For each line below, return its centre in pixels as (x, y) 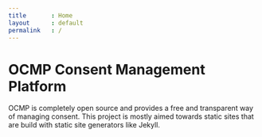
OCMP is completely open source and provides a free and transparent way (131, 108)
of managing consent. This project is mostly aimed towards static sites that (131, 116)
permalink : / (35, 30)
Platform (37, 86)
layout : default (46, 23)
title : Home (41, 15)
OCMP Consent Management (107, 69)
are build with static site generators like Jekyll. (84, 125)
